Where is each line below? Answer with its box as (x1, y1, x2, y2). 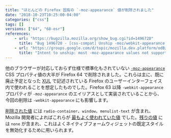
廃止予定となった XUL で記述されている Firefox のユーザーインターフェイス (5, 78, 162, 84)
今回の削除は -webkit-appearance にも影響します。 (5, 97, 111, 103)
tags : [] (5, 21, 24, 27)
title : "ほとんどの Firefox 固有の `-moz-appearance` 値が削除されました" (5, 7, 154, 13)
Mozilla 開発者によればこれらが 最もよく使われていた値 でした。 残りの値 (5, 114, 158, 120)
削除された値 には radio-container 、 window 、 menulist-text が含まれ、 (5, 108, 154, 114)
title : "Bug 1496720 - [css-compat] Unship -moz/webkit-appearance (18, 41, 165, 46)
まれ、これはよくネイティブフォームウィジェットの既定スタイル (30, 121, 164, 127)
